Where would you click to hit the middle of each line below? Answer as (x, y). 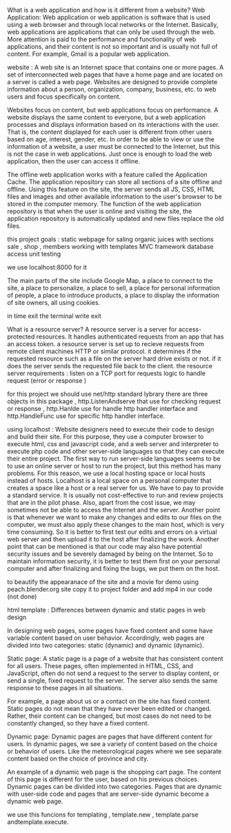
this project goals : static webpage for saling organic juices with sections (110, 239)
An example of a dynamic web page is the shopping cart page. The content (114, 772)
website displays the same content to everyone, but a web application (106, 117)
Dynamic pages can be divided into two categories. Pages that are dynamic (114, 786)
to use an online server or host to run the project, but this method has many (114, 466)
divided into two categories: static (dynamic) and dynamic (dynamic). (106, 645)
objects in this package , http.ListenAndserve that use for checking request (114, 401)
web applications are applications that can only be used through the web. (111, 32)
